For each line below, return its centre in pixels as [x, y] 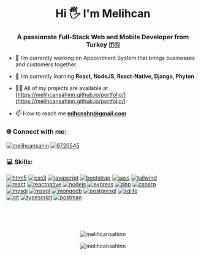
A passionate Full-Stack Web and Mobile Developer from [103, 37]
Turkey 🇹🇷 [103, 45]
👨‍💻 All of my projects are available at [62, 88]
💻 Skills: [20, 162]
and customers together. [46, 64]
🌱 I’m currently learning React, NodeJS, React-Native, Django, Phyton [105, 77]
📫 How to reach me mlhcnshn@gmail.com [71, 113]
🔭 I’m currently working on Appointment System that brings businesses [105, 58]
